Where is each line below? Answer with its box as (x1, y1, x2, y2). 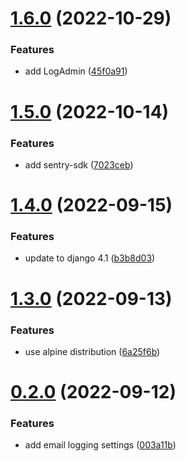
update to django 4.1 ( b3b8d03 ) (24, 252, 156, 264)
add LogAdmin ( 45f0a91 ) (24, 65, 128, 77)
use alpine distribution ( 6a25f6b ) (24, 345, 161, 357)
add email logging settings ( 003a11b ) (24, 439, 177, 451)
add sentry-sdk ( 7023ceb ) (24, 158, 134, 171)
